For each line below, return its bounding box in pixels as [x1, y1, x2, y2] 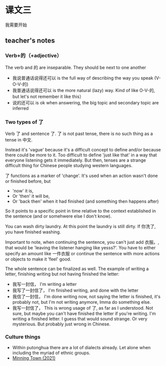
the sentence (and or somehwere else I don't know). [5, 213, 112, 219]
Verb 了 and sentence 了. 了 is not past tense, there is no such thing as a [5, 131, 153, 137]
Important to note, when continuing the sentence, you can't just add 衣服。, [5, 239, 160, 245]
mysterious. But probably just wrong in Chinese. [12, 321, 111, 327]
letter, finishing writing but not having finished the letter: [5, 271, 120, 277]
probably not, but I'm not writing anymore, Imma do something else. [12, 299, 151, 305]
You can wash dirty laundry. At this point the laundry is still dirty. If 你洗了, [5, 223, 156, 229]
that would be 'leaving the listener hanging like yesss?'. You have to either [5, 244, 156, 250]
